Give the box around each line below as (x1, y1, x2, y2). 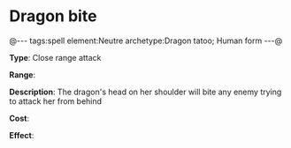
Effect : (9, 129, 34, 140)
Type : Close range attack (9, 52, 102, 63)
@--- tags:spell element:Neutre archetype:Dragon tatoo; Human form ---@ (9, 35, 283, 46)
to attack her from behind (9, 95, 103, 107)
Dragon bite (9, 6, 97, 26)
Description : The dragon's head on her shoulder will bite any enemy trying (9, 86, 282, 97)
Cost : (9, 113, 29, 123)
